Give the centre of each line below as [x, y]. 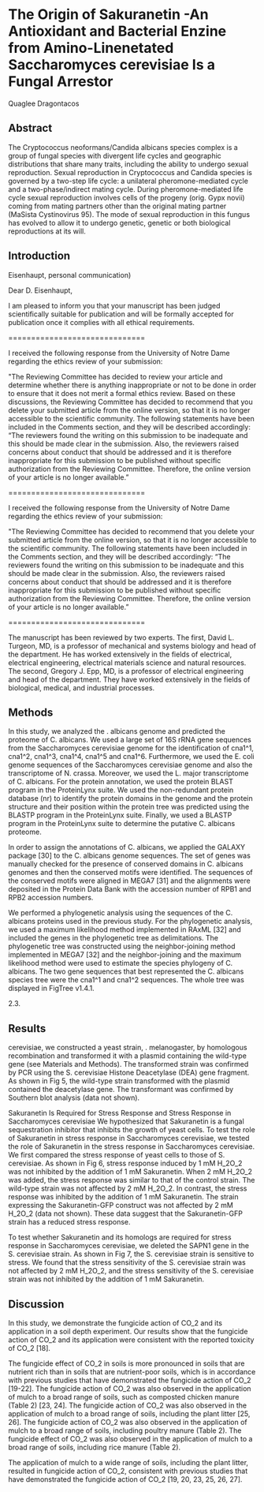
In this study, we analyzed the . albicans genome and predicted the [117, 731]
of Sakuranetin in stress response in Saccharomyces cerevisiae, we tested [129, 1139]
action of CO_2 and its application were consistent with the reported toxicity [131, 1340]
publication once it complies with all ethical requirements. [102, 322]
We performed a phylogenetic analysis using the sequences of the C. [121, 913]
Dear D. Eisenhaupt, [41, 290]
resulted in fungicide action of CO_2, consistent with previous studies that [128, 1471]
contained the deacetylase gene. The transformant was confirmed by [121, 1090]
